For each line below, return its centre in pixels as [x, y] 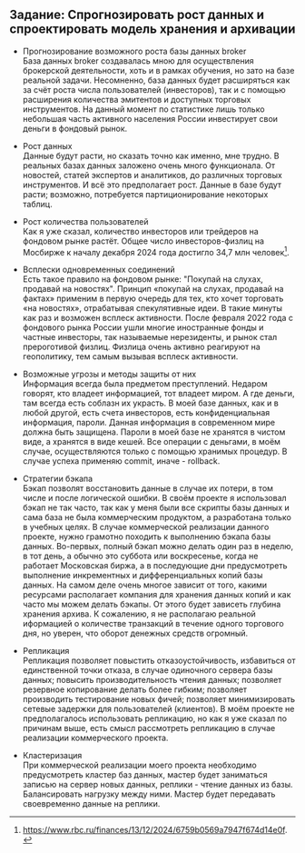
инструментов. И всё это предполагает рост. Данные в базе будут [152, 185]
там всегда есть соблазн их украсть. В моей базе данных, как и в [150, 403]
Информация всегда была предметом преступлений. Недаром [145, 384]
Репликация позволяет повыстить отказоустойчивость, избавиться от [159, 661]
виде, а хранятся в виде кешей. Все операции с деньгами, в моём [152, 442]
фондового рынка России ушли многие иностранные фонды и [143, 327]
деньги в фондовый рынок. [75, 128]
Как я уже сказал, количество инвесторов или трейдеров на [140, 231]
